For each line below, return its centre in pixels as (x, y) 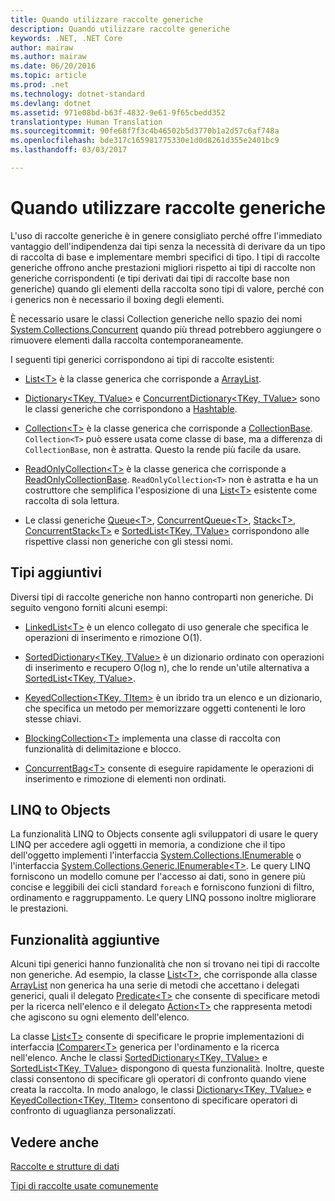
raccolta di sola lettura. (72, 500)
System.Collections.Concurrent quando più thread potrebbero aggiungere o (166, 329)
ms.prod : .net (40, 85)
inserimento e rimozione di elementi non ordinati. (125, 778)
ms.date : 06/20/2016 (53, 66)
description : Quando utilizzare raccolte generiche (120, 29)
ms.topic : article (48, 76)
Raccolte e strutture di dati (65, 1167)
